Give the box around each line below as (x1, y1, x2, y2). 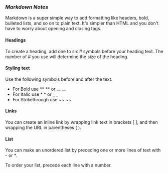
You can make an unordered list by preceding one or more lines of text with (5, 147, 161, 153)
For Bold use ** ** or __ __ (12, 86, 66, 92)
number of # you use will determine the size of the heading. (5, 54, 129, 60)
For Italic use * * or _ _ (12, 91, 59, 97)
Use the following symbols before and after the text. (5, 76, 113, 82)
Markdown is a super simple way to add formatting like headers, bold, (5, 15, 149, 21)
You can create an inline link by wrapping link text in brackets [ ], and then (5, 119, 158, 125)
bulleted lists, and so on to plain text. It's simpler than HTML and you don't (5, 20, 159, 26)
